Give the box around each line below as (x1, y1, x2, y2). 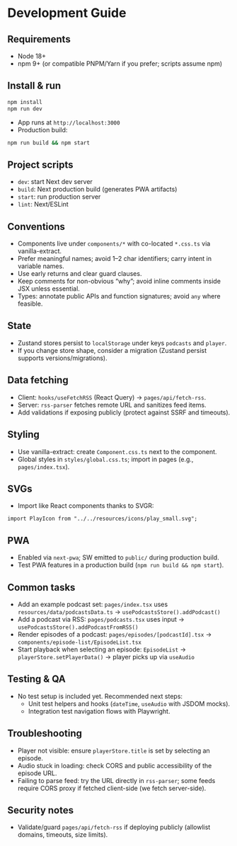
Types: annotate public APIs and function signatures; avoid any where (17, 292, 221, 301)
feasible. (17, 299, 43, 308)
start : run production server (17, 192, 101, 201)
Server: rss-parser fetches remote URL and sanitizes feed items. (17, 400, 207, 409)
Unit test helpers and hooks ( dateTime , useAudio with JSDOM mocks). (28, 699, 231, 708)
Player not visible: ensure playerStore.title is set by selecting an (17, 746, 210, 755)
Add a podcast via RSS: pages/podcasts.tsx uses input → (17, 615, 185, 623)
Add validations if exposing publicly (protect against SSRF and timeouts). (17, 408, 231, 417)
